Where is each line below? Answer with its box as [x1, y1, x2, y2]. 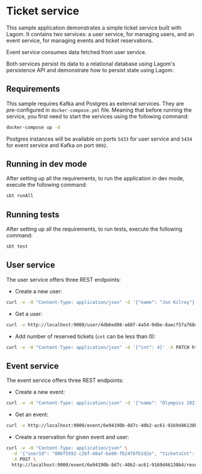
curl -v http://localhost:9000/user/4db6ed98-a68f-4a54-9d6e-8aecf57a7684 [6, 321, 198, 328]
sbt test [6, 243, 28, 250]
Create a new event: [14, 389, 65, 396]
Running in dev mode [6, 159, 87, 169]
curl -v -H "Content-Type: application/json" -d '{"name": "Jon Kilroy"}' [6, 299, 198, 305]
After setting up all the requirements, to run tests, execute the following [6, 225, 182, 232]
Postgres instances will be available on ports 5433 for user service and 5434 [6, 135, 192, 142]
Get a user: [14, 310, 43, 317]
